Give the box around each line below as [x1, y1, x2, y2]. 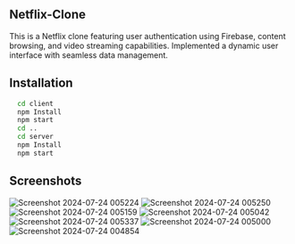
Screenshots [9, 174, 82, 189]
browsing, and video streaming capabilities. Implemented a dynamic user [9, 40, 279, 51]
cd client [17, 99, 54, 108]
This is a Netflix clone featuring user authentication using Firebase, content [9, 30, 286, 41]
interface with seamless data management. [9, 49, 168, 61]
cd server [17, 133, 54, 142]
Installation [9, 76, 73, 91]
